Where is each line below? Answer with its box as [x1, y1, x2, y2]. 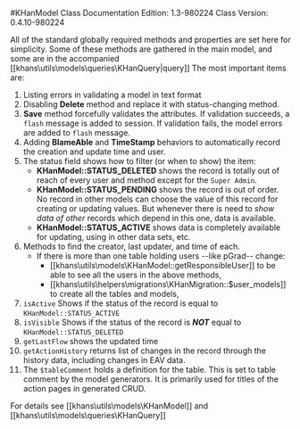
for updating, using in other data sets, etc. [36, 232, 191, 242]
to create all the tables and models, [49, 289, 179, 299]
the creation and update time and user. [22, 146, 166, 157]
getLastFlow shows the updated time [22, 336, 159, 346]
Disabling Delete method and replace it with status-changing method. [22, 99, 280, 110]
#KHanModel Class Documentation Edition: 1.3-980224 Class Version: [10, 8, 269, 18]
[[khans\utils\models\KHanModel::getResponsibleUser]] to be [49, 260, 276, 270]
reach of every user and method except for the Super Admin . [36, 175, 257, 186]
